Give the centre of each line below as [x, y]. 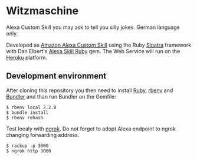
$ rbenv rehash [25, 117]
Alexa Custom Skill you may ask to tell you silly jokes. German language [93, 27]
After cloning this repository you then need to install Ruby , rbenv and [90, 90]
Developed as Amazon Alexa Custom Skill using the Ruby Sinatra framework [99, 45]
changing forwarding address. [43, 135]
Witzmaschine [42, 11]
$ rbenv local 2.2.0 [32, 107]
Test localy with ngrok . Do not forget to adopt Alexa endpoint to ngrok [91, 129]
